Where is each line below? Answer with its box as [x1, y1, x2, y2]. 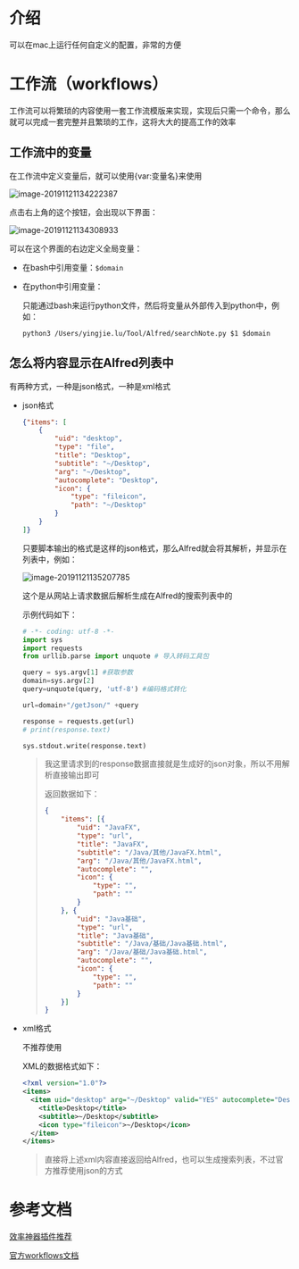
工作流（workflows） [9, 74, 168, 95]
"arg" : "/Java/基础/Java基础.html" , [76, 948, 208, 956]
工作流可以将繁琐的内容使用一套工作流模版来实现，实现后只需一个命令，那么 [9, 104, 291, 116]
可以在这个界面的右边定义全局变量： [9, 243, 143, 254]
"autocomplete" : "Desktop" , [54, 475, 159, 485]
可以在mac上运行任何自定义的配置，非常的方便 [9, 39, 182, 50]
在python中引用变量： [21, 280, 104, 291]
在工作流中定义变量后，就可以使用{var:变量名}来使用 [9, 171, 203, 181]
